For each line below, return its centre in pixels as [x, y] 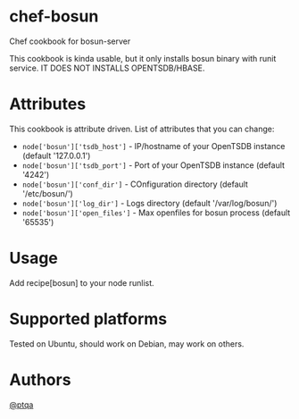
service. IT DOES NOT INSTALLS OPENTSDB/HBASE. [107, 68]
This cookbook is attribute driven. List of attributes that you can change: [142, 129]
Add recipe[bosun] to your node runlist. [82, 282]
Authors [40, 379]
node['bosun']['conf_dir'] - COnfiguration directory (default [135, 184]
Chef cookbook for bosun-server [70, 41]
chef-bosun [54, 17]
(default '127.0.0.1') [56, 155]
